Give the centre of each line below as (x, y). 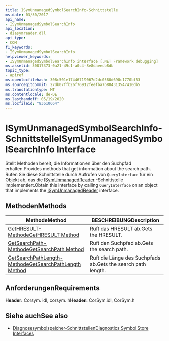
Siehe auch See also (37, 316)
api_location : (20, 29)
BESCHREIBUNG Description (125, 220)
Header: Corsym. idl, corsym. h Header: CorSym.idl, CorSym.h (70, 300)
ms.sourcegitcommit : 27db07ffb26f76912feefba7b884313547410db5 (73, 84)
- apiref (14, 75)
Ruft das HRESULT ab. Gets (121, 228)
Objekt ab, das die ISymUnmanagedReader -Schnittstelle (64, 180)
